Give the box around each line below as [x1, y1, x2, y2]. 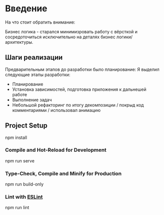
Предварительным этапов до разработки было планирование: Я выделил [5, 66, 160, 72]
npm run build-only [5, 181, 44, 187]
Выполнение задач [12, 97, 52, 103]
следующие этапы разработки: [5, 72, 70, 78]
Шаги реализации [5, 54, 63, 62]
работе [12, 91, 27, 97]
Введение [5, 3, 47, 14]
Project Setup [5, 121, 48, 130]
